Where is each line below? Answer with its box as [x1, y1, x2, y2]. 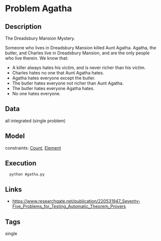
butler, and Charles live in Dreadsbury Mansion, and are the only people [5, 50, 150, 56]
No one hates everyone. [12, 91, 61, 96]
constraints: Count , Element [5, 145, 61, 151]
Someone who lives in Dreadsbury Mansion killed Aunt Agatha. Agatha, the [5, 45, 157, 50]
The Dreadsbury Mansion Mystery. [5, 35, 75, 41]
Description [5, 22, 42, 31]
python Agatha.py [9, 172, 45, 177]
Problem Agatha [5, 3, 72, 14]
